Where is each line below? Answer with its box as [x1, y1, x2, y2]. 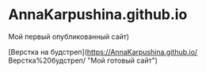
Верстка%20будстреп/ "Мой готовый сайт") [8, 56, 158, 65]
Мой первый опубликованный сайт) [8, 32, 129, 41]
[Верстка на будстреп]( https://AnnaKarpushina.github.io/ [8, 47, 198, 56]
